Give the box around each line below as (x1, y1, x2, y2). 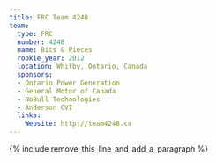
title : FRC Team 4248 (9, 12, 89, 22)
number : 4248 (17, 37, 65, 47)
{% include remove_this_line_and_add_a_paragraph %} (9, 144, 209, 154)
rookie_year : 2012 (17, 54, 86, 63)
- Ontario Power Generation (17, 78, 121, 87)
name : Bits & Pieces (17, 46, 93, 55)
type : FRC (17, 29, 53, 38)
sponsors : (17, 70, 53, 79)
